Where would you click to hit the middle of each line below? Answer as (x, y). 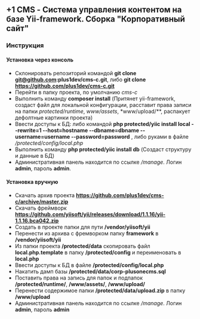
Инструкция (25, 45)
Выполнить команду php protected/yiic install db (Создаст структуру (103, 149)
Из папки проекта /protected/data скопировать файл (82, 246)
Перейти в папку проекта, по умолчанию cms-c (76, 92)
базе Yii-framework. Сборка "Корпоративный (96, 19)
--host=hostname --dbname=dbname (91, 130)
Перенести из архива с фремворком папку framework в (87, 233)
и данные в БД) (35, 155)
